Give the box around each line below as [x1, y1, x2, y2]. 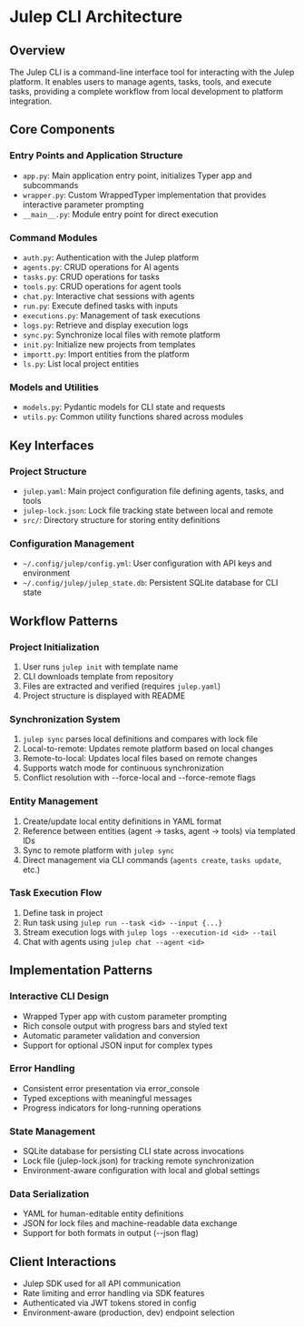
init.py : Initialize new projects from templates [22, 338, 196, 349]
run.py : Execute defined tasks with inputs [22, 300, 179, 311]
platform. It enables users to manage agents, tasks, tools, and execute [9, 76, 272, 87]
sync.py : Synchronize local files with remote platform [22, 329, 221, 340]
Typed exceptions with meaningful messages [22, 1092, 192, 1103]
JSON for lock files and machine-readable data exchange [22, 1218, 238, 1229]
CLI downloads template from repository [22, 670, 174, 681]
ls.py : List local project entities [22, 357, 139, 369]
